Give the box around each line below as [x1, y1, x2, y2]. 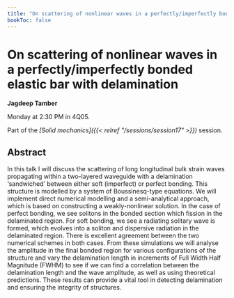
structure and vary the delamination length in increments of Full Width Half [7, 253, 221, 262]
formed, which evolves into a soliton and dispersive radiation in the [7, 224, 199, 233]
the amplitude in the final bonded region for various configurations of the [7, 246, 217, 255]
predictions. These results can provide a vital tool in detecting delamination [7, 276, 223, 284]
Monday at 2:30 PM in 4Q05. [7, 113, 91, 121]
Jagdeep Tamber [7, 99, 58, 108]
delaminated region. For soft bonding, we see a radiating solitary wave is [7, 217, 216, 225]
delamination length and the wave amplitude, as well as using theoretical [7, 269, 216, 277]
